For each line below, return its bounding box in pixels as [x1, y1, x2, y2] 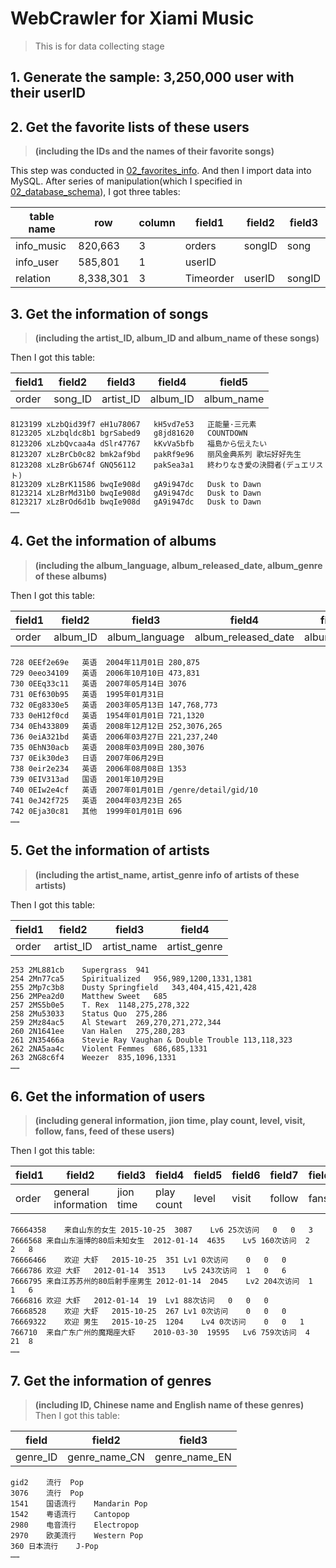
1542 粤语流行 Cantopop [10, 1510, 130, 1520]
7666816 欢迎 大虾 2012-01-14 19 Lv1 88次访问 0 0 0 [10, 1296, 269, 1306]
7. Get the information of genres [10, 1372, 212, 1389]
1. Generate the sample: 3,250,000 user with [10, 69, 295, 86]
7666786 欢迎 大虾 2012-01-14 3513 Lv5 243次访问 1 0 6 [10, 1266, 287, 1276]
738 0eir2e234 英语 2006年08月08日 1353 [10, 763, 187, 774]
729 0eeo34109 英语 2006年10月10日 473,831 [10, 668, 200, 678]
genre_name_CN [67, 1450, 146, 1464]
